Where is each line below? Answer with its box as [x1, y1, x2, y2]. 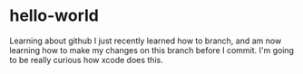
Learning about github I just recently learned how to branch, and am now [9, 35, 282, 46]
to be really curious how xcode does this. [9, 54, 163, 65]
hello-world [9, 5, 100, 26]
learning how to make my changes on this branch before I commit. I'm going [9, 44, 295, 55]
